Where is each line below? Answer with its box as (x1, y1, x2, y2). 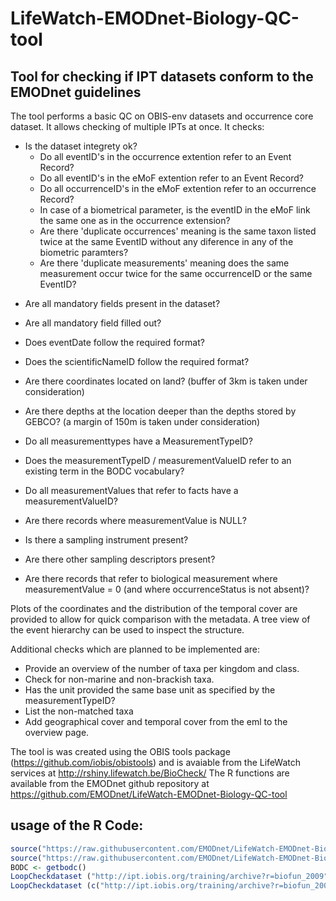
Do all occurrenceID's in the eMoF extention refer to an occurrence (39, 183, 317, 194)
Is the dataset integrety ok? (24, 140, 138, 152)
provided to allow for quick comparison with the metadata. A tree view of (10, 613, 311, 625)
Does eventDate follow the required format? (24, 337, 205, 348)
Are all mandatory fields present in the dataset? (24, 298, 221, 309)
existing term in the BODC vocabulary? (24, 465, 185, 477)
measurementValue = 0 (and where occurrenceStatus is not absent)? (24, 583, 310, 595)
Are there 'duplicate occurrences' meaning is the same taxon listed (39, 225, 317, 237)
